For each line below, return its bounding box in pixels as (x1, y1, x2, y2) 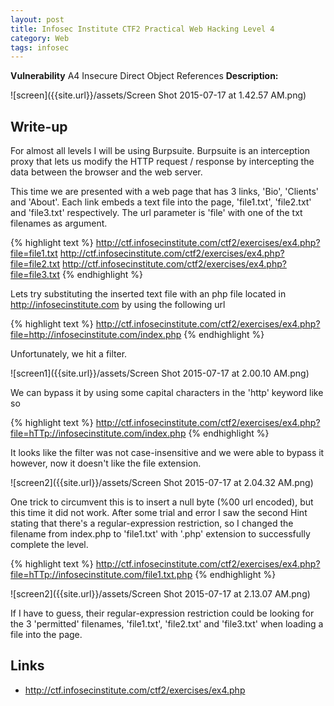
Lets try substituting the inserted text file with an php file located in (10, 288, 287, 300)
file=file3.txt (10, 269, 60, 281)
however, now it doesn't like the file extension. (10, 457, 202, 470)
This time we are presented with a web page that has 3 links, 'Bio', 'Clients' (10, 186, 319, 198)
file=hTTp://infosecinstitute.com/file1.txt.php (10, 569, 193, 581)
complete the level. (10, 539, 89, 551)
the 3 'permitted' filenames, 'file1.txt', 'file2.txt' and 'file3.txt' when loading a (10, 618, 324, 630)
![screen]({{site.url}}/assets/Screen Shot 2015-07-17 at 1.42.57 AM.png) (10, 89, 307, 101)
